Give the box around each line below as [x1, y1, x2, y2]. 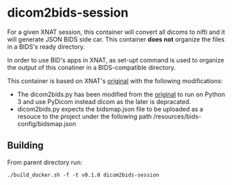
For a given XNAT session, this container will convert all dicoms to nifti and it [7, 28, 225, 36]
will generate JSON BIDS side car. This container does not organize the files [7, 35, 225, 43]
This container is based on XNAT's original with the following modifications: [7, 76, 223, 85]
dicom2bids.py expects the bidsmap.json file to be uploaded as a [17, 105, 204, 113]
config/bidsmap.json [17, 119, 76, 127]
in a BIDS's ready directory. [7, 42, 85, 51]
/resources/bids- [153, 112, 202, 121]
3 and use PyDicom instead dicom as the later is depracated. [17, 97, 192, 105]
